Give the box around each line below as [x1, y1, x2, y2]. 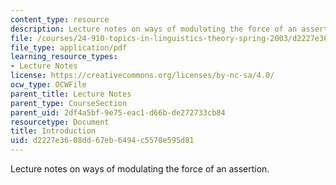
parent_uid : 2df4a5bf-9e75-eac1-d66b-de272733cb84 [10, 107, 226, 118]
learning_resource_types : [10, 52, 118, 62]
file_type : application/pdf [10, 42, 128, 53]
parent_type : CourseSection [10, 98, 128, 108]
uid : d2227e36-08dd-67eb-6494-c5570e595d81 [10, 136, 195, 146]
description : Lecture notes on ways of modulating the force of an [10, 24, 298, 34]
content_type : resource [10, 14, 110, 25]
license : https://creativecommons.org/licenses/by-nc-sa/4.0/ [10, 71, 275, 81]
